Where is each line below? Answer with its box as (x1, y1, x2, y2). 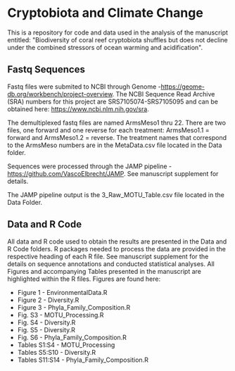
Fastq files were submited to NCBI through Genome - (7, 82, 161, 91)
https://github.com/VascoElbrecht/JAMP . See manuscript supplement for (7, 169, 219, 177)
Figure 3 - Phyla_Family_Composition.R (17, 303, 131, 311)
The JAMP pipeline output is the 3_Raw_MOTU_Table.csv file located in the (7, 190, 225, 199)
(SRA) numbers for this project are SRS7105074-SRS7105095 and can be (7, 97, 218, 106)
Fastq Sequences (7, 63, 86, 75)
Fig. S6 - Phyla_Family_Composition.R (17, 333, 127, 341)
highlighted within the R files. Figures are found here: (7, 275, 160, 283)
